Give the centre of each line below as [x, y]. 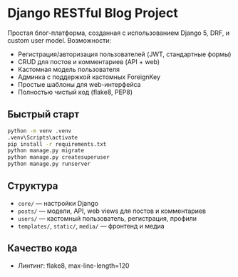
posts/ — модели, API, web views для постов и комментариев [112, 211]
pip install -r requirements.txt [57, 144]
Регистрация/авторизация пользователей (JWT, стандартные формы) [124, 54]
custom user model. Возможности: [59, 40]
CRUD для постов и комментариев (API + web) [89, 61]
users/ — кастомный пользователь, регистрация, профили [107, 218]
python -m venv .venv [40, 131]
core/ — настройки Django [58, 203]
